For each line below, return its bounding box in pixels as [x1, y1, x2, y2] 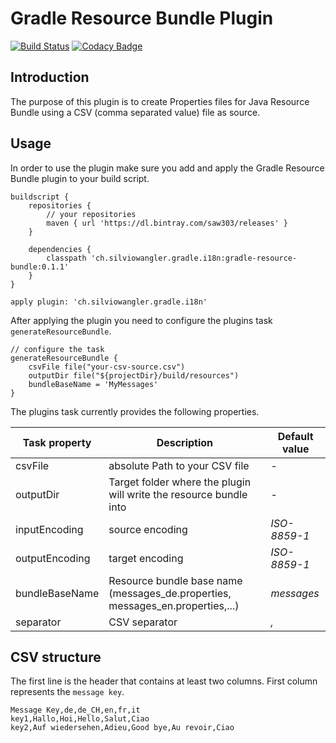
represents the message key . [10, 686, 125, 698]
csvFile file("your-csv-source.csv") [28, 362, 186, 372]
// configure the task [10, 344, 105, 354]
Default [277, 429, 314, 443]
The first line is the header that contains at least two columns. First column [10, 675, 318, 687]
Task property [22, 435, 92, 449]
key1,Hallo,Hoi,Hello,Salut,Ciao [10, 714, 150, 724]
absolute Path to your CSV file [108, 458, 250, 472]
